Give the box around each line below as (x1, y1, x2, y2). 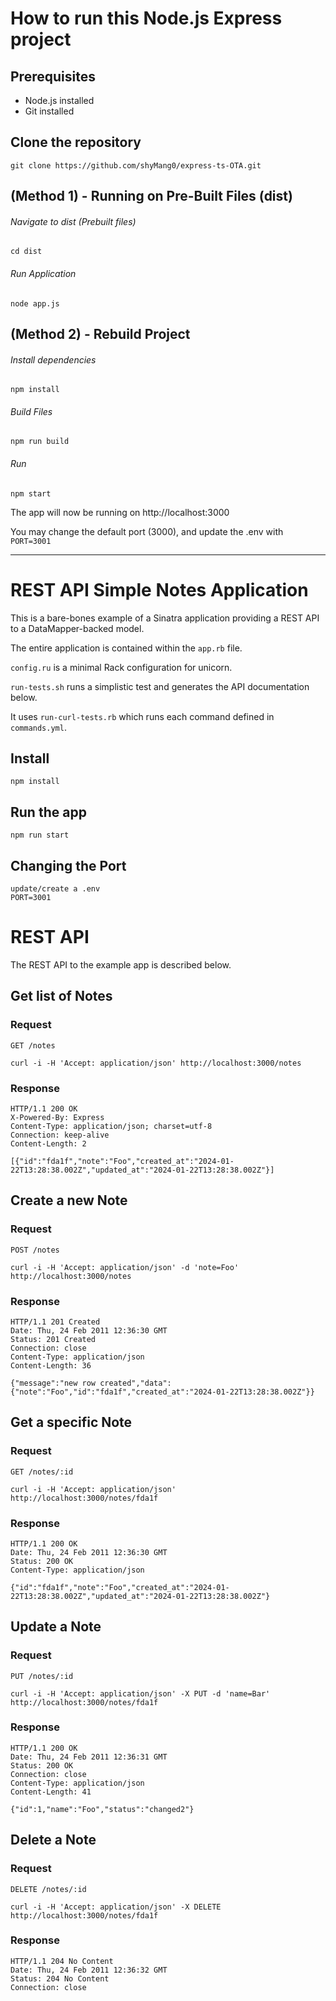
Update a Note (10, 1618, 102, 1636)
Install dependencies (10, 353, 97, 366)
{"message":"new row (10, 1378, 97, 1388)
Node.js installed (24, 95, 95, 106)
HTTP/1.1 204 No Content (10, 1956, 114, 1966)
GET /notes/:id (10, 1467, 74, 1477)
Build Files (10, 405, 53, 417)
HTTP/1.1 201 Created (10, 1317, 101, 1327)
